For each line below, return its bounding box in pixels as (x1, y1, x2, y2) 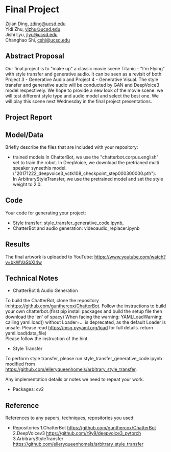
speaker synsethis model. (12, 165, 67, 171)
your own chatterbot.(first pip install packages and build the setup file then (5, 308, 162, 315)
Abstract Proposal (5, 52, 65, 61)
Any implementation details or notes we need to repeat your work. (5, 376, 144, 383)
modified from (5, 361, 35, 367)
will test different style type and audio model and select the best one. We (5, 92, 159, 99)
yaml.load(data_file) (5, 330, 47, 337)
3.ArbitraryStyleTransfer (12, 436, 64, 442)
